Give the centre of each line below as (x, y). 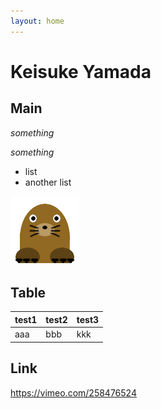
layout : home (37, 21)
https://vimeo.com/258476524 (73, 392)
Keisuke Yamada (81, 71)
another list (48, 182)
